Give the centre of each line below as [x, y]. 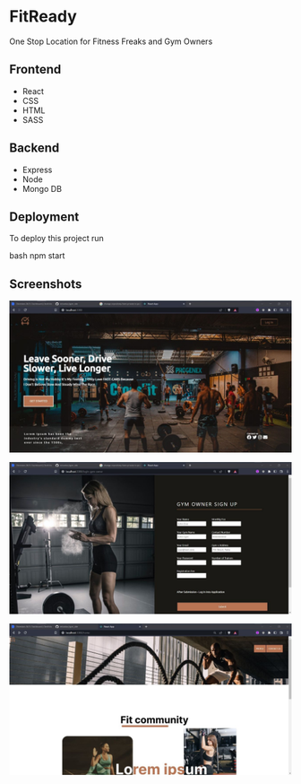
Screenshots [46, 284]
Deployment [44, 217]
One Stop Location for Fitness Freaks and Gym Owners [111, 41]
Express [37, 170]
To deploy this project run [57, 239]
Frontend [35, 70]
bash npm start [37, 256]
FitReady [43, 17]
